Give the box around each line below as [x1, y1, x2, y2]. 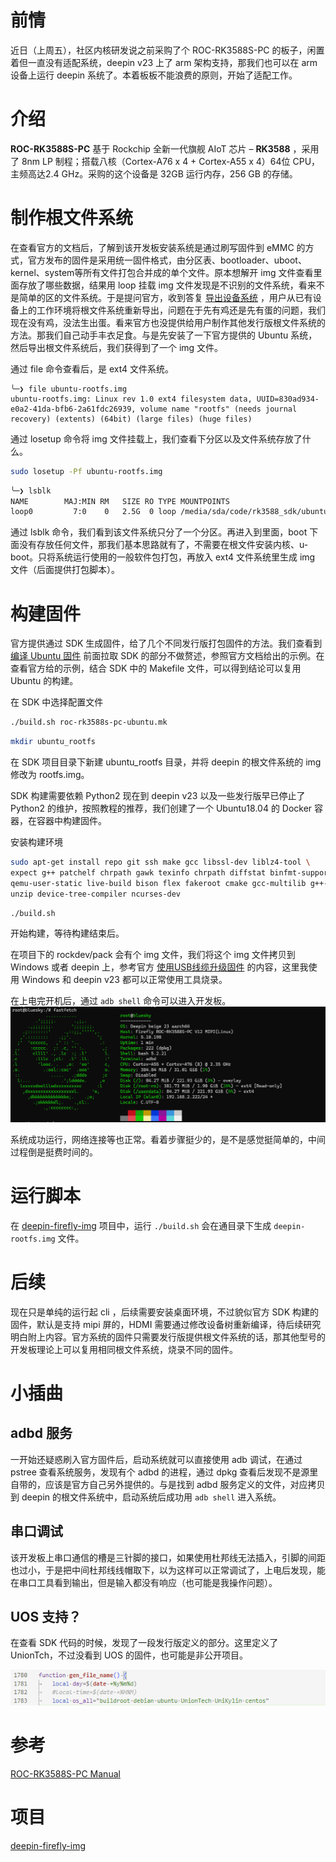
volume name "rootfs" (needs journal [139, 404, 298, 414]
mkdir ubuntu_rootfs [10, 737, 97, 747]
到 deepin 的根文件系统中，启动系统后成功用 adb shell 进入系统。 [10, 1491, 282, 1503]
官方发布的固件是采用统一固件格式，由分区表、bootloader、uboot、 [27, 254, 307, 266]
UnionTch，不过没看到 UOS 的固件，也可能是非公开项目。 [10, 1649, 248, 1661]
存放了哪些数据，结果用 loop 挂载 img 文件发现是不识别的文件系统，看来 [18, 279, 317, 291]
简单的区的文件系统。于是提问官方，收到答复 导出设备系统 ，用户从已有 [18, 291, 313, 303]
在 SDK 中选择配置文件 [10, 696, 104, 708]
